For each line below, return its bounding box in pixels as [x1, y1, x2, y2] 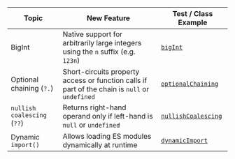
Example [178, 17, 208, 27]
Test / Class [172, 9, 213, 18]
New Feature [86, 13, 131, 23]
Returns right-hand [62, 103, 127, 112]
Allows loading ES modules [62, 132, 152, 141]
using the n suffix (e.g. [62, 47, 136, 56]
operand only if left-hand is [62, 112, 153, 121]
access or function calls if [62, 76, 148, 85]
